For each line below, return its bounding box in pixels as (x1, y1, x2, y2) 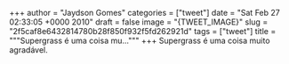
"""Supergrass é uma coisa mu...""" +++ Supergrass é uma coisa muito (9, 35, 270, 46)
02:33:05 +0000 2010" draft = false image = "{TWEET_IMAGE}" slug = (9, 17, 269, 27)
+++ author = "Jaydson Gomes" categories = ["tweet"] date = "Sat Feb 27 (9, 8, 280, 18)
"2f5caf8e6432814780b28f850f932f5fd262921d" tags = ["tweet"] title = (9, 26, 277, 36)
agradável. (9, 45, 48, 55)
